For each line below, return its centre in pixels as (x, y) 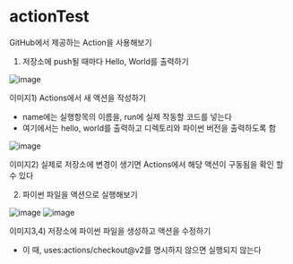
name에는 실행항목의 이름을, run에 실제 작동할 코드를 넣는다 (127, 116)
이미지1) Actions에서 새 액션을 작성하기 (78, 98)
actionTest (49, 17)
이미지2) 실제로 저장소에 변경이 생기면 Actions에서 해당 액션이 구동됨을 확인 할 (146, 164)
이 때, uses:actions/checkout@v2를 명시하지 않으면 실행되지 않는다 (142, 250)
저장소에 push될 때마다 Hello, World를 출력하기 (106, 61)
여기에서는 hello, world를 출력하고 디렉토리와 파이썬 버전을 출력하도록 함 (149, 128)
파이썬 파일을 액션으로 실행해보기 (80, 194)
